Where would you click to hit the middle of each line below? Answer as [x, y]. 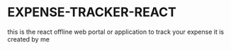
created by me [28, 39]
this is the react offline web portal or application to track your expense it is [116, 32]
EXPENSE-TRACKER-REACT [92, 12]
